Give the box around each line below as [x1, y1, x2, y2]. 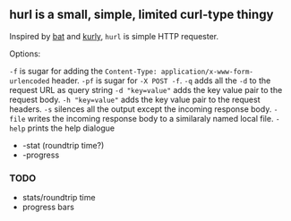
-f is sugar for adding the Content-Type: [9, 65, 158, 76]
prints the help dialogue [27, 123, 115, 133]
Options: [9, 48, 41, 59]
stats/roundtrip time [21, 192, 96, 203]
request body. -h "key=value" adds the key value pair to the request [9, 94, 261, 105]
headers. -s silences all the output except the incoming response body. [9, 103, 272, 115]
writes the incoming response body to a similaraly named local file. [27, 113, 274, 123]
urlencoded [9, 76, 50, 86]
